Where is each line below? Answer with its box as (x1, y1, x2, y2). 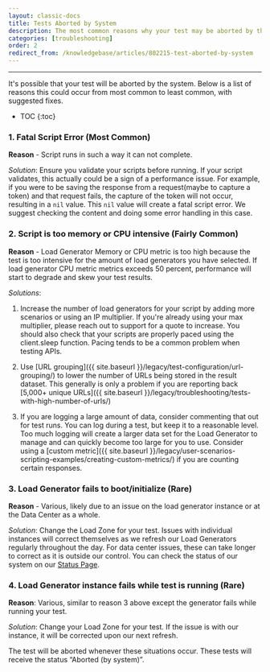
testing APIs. (19, 346, 63, 356)
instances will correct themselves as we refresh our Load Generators (8, 534, 237, 543)
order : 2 (8, 42, 38, 50)
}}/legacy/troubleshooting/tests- (144, 387, 252, 397)
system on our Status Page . (8, 559, 100, 569)
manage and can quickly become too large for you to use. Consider (19, 437, 243, 447)
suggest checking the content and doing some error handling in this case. (8, 208, 253, 218)
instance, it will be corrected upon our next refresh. (8, 631, 178, 641)
